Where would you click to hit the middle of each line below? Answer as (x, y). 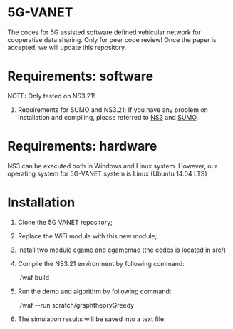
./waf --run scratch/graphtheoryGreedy (76, 305)
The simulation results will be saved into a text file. (92, 319)
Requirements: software (81, 76)
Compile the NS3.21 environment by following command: (101, 263)
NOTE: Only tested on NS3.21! (51, 96)
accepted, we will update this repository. (67, 47)
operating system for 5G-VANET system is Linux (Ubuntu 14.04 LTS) (108, 173)
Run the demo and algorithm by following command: (94, 291)
